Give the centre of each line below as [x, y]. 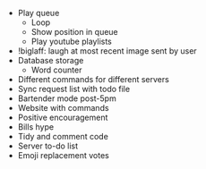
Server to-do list [48, 146]
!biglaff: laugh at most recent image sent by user [107, 51]
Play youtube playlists [71, 41]
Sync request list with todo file [74, 89]
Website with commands [63, 108]
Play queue [39, 13]
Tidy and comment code [63, 136]
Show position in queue [74, 32]
